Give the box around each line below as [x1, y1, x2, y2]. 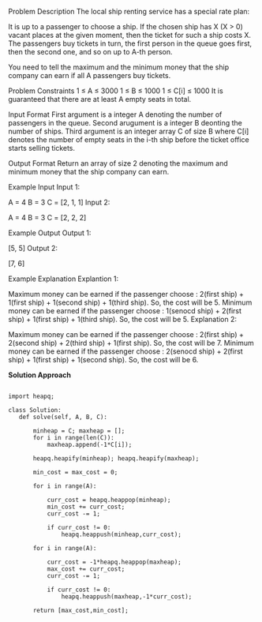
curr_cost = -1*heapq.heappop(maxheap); [47, 558, 182, 566]
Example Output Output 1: [8, 228, 92, 238]
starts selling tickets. [8, 144, 76, 152]
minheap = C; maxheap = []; [32, 427, 125, 435]
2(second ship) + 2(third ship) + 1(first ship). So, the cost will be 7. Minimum [8, 339, 254, 347]
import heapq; [8, 392, 55, 400]
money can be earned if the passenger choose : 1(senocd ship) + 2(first [8, 306, 242, 315]
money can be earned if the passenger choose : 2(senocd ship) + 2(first [8, 347, 243, 356]
